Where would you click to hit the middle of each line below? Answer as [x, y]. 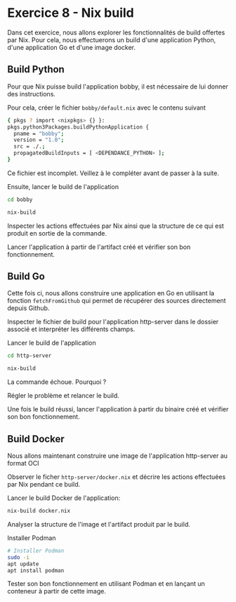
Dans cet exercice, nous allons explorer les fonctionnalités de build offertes [116, 32]
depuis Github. [28, 308]
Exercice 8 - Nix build [71, 13]
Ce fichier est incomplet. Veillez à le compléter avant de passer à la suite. [113, 173]
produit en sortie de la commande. [57, 233]
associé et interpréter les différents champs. [71, 329]
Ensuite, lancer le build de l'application [63, 186]
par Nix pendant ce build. [44, 484]
